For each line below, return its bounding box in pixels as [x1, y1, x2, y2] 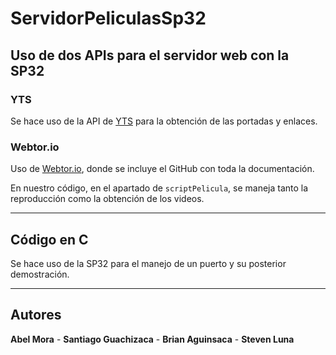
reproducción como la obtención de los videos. [10, 193, 205, 205]
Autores [10, 307, 62, 324]
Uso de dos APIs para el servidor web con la [10, 47, 290, 64]
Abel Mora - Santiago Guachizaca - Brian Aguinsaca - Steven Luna [10, 333, 295, 345]
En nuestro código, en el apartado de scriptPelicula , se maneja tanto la [10, 182, 309, 194]
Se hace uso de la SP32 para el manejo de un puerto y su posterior [10, 257, 287, 269]
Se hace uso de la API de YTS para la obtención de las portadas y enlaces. [10, 115, 318, 127]
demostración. [10, 268, 70, 280]
